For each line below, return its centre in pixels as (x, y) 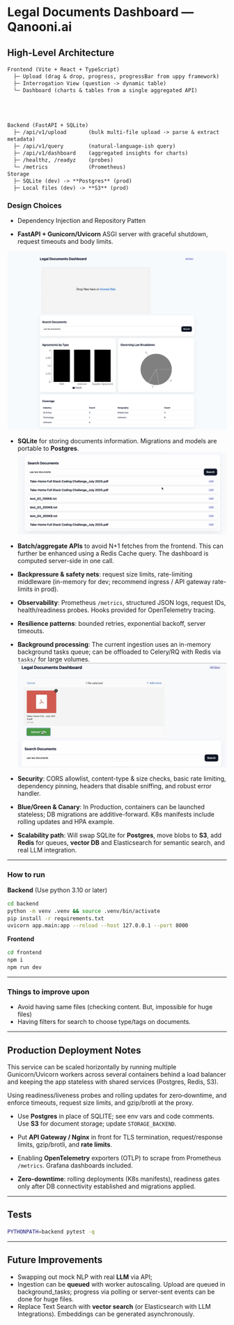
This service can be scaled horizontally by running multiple (92, 1067)
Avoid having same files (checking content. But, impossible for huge (115, 1007)
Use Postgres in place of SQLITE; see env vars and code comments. (116, 1116)
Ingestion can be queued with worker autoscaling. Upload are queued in (121, 1284)
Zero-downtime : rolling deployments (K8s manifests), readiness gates (118, 1179)
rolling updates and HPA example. (66, 822)
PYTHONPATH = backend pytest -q (51, 1232)
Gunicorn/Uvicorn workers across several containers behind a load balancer (117, 1074)
